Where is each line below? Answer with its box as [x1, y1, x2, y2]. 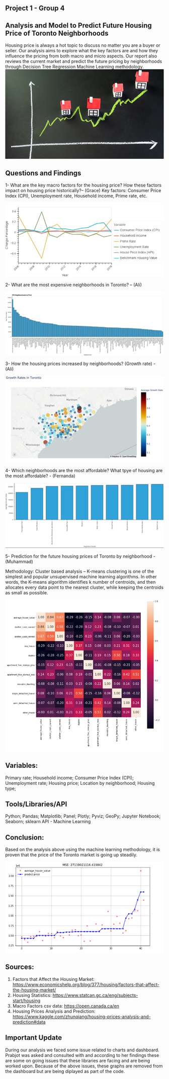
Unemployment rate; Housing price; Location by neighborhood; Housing [5, 780, 155, 786]
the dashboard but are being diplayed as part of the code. [5, 1068, 125, 1074]
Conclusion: [5, 833, 44, 842]
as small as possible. [5, 589, 48, 595]
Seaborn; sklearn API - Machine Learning [5, 819, 91, 825]
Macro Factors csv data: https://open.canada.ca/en [12, 1003, 120, 1009]
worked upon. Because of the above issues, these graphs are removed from [5, 1063, 163, 1069]
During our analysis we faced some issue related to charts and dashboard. [5, 1047, 159, 1053]
